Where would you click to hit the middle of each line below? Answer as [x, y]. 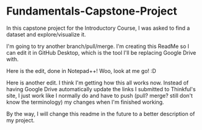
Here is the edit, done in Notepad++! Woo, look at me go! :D [81, 70]
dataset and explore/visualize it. [46, 34]
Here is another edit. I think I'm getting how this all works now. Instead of [97, 83]
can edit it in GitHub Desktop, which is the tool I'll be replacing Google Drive [101, 52]
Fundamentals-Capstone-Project [92, 11]
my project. [21, 120]
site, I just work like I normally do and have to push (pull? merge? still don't [99, 95]
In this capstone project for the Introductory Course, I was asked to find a [98, 28]
